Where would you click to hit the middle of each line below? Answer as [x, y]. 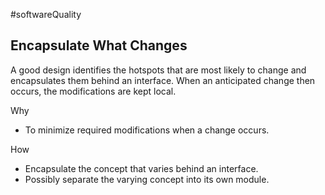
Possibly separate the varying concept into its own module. [147, 179]
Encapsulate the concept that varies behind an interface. [141, 168]
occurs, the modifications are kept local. [93, 91]
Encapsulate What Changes [99, 45]
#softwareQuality [46, 14]
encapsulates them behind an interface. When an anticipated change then [163, 80]
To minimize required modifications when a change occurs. [147, 130]
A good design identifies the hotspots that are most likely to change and [158, 70]
